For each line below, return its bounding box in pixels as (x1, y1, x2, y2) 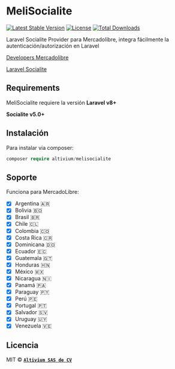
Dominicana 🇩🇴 (14, 241, 56, 248)
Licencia (6, 340, 39, 350)
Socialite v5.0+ (6, 110, 45, 118)
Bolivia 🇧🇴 (14, 206, 43, 214)
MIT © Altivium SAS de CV (6, 356, 72, 364)
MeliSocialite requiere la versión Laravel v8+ (6, 99, 117, 106)
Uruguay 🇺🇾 (14, 315, 47, 323)
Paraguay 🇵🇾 (14, 288, 50, 296)
